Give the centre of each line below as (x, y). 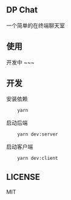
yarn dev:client (38, 158)
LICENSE (23, 177)
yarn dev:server (38, 134)
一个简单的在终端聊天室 (35, 25)
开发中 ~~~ (20, 62)
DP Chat (22, 10)
